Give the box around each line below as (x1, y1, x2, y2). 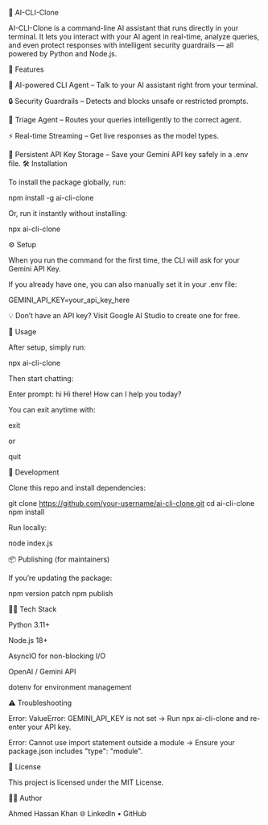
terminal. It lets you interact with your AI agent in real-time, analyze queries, (8, 32, 260, 41)
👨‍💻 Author (8, 794, 43, 802)
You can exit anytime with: (8, 405, 96, 414)
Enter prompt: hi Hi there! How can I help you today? (8, 389, 182, 399)
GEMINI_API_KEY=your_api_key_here (8, 295, 130, 305)
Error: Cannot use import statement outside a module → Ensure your (8, 738, 235, 747)
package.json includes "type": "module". (8, 746, 143, 756)
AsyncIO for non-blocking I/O (8, 651, 106, 661)
